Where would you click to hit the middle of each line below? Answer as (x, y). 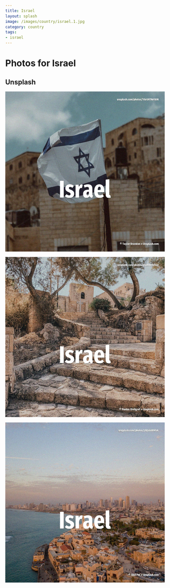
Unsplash (21, 82)
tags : (11, 32)
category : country (25, 27)
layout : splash (21, 16)
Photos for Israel (41, 63)
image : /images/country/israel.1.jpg (45, 21)
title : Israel (20, 11)
